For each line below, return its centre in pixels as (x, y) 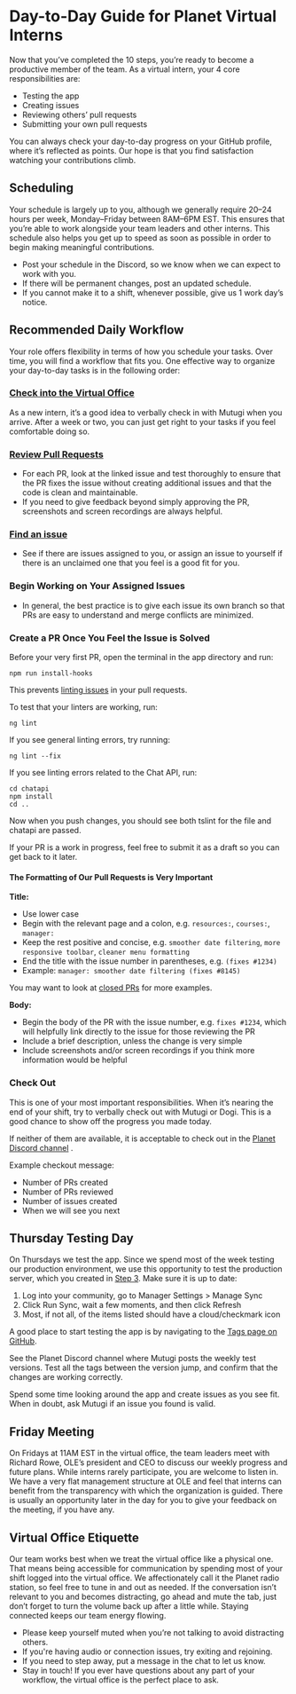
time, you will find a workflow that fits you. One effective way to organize (142, 360)
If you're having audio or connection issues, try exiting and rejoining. (147, 1651)
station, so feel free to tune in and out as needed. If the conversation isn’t (143, 1587)
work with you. (49, 273)
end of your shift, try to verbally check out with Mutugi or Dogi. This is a (140, 1112)
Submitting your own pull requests (85, 124)
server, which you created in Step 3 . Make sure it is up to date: (123, 1279)
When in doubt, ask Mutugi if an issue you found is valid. (113, 1404)
